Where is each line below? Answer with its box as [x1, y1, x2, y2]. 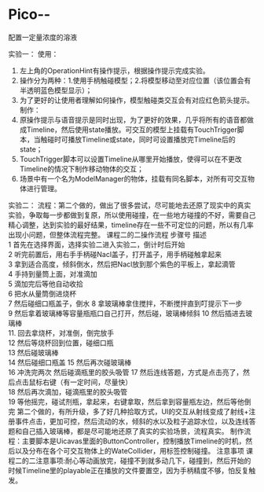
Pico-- [8, 6, 51, 24]
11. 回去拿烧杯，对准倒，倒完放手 [8, 328, 115, 337]
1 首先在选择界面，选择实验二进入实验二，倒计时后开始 [8, 240, 185, 249]
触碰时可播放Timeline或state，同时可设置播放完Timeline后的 [40, 134, 236, 144]
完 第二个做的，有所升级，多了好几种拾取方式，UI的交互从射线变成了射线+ [8, 406, 249, 416]
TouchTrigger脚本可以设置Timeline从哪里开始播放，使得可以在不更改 [19, 154, 242, 163]
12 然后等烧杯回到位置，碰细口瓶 [8, 338, 114, 347]
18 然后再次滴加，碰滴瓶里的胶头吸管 [8, 387, 128, 396]
